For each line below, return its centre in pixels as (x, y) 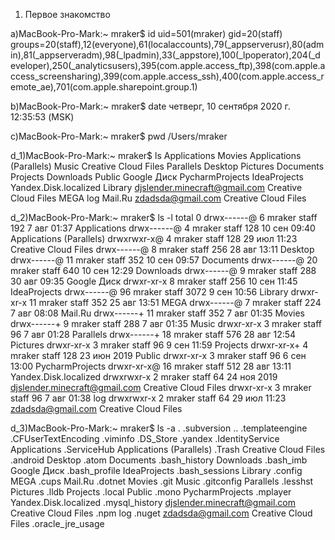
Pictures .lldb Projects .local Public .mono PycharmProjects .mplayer (151, 492)
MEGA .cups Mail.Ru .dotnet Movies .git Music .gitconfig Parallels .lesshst (162, 481)
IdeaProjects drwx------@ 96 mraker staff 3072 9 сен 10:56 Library (149, 292)
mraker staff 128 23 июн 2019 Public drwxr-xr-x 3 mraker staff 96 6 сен (158, 355)
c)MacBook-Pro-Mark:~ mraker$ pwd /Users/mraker (119, 136)
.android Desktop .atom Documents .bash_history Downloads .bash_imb (159, 460)
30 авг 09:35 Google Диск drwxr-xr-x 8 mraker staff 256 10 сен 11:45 (154, 281)
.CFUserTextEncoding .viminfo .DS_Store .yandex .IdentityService (145, 438)
